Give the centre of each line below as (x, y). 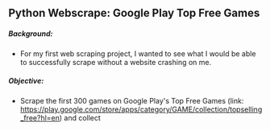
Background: (31, 33)
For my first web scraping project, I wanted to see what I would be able (138, 54)
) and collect (80, 118)
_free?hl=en (40, 118)
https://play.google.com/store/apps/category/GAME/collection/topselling (141, 110)
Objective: (26, 80)
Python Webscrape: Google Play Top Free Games (134, 13)
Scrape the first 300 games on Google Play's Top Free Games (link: (132, 101)
